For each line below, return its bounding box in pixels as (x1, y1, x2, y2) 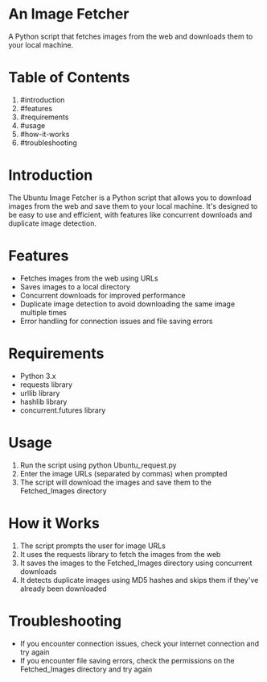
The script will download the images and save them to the (19, 477, 212, 487)
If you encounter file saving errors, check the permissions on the (19, 655, 235, 665)
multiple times (19, 307, 67, 317)
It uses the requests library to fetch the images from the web (19, 549, 221, 559)
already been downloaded (19, 584, 107, 593)
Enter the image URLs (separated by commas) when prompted (19, 468, 228, 478)
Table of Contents (8, 69, 130, 87)
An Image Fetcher (8, 5, 129, 23)
